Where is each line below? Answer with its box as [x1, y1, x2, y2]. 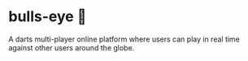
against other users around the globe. [8, 42, 135, 52]
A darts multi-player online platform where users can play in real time [8, 34, 240, 44]
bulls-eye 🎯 [8, 7, 87, 26]
